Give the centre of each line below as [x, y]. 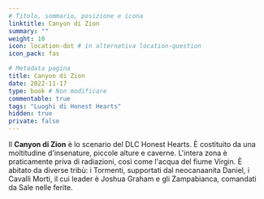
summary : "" [28, 31]
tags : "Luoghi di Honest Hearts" [65, 106]
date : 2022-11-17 [38, 83]
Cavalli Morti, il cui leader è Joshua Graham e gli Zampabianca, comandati [133, 179]
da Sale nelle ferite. [41, 187]
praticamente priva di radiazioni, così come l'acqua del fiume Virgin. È [125, 162]
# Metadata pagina [39, 69]
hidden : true [30, 114]
